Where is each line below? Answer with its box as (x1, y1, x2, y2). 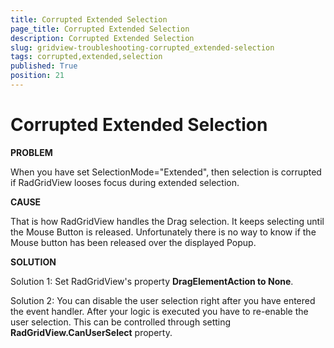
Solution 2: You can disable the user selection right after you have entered (10, 294, 316, 306)
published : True (10, 61, 78, 71)
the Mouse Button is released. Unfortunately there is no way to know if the (10, 226, 317, 238)
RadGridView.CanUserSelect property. (10, 326, 173, 338)
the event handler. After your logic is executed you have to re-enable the (10, 305, 309, 317)
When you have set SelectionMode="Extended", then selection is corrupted (10, 166, 322, 178)
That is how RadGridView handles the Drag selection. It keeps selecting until (10, 215, 325, 227)
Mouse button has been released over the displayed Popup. (10, 236, 257, 248)
